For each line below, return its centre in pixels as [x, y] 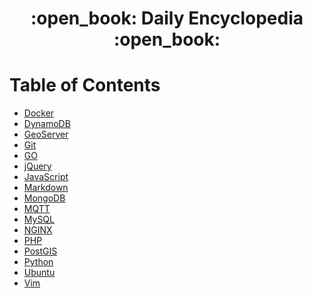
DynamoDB [47, 124]
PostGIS [40, 251]
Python [38, 262]
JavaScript [46, 177]
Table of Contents [85, 85]
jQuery [37, 166]
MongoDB [44, 198]
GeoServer [46, 134]
